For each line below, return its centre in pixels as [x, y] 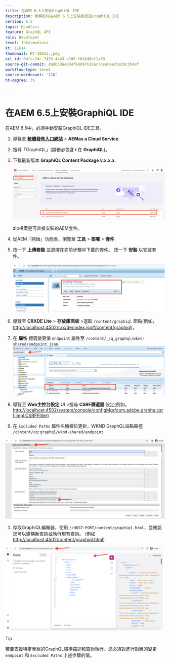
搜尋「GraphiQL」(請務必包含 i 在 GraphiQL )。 [61, 149]
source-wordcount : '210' [31, 75]
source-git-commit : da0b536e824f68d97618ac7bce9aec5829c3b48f [72, 64]
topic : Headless [22, 27]
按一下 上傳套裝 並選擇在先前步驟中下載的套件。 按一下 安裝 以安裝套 [84, 250]
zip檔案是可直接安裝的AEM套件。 [47, 228]
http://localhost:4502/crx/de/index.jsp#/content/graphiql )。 [75, 327]
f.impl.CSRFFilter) [31, 415]
